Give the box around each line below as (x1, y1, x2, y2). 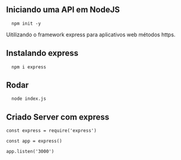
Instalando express (6, 48, 79, 58)
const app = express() (6, 138, 62, 145)
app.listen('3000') (6, 149, 55, 155)
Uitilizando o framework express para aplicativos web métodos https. (6, 31, 176, 38)
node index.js (11, 96, 46, 102)
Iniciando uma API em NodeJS (6, 5, 120, 15)
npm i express (11, 64, 46, 70)
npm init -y (11, 20, 42, 26)
